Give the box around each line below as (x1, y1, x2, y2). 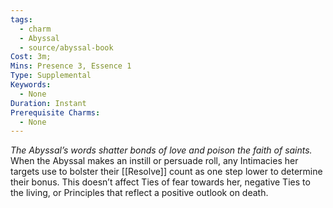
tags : (10, 14, 33, 25)
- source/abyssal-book (19, 42, 114, 53)
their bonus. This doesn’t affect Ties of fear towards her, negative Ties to (10, 176, 311, 188)
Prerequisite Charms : (10, 107, 101, 118)
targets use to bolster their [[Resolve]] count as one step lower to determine (10, 166, 323, 178)
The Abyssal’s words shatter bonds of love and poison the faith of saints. (10, 144, 313, 156)
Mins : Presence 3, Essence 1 (10, 61, 132, 71)
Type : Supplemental (10, 71, 92, 81)
